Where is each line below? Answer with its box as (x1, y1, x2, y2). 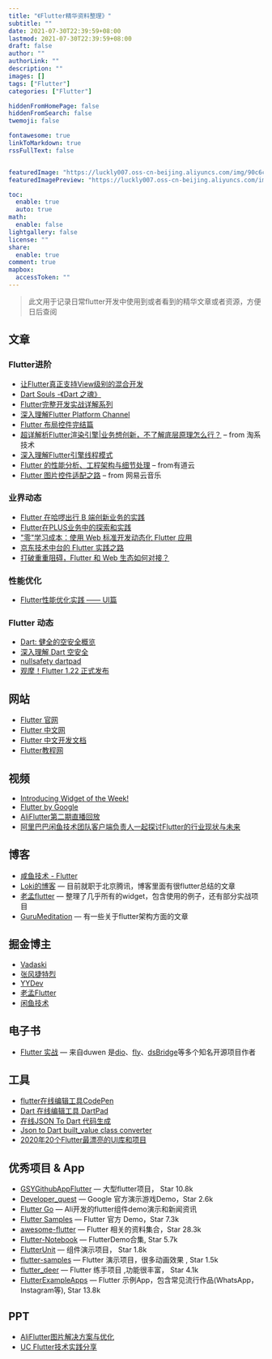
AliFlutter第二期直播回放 (19, 812, 100, 822)
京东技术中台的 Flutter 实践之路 (19, 542, 125, 552)
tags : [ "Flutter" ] (8, 79, 70, 88)
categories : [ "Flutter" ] (8, 87, 92, 96)
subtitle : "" (8, 19, 53, 28)
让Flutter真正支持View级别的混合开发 (19, 378, 144, 389)
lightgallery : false (8, 228, 79, 236)
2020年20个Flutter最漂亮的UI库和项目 (19, 1135, 147, 1145)
